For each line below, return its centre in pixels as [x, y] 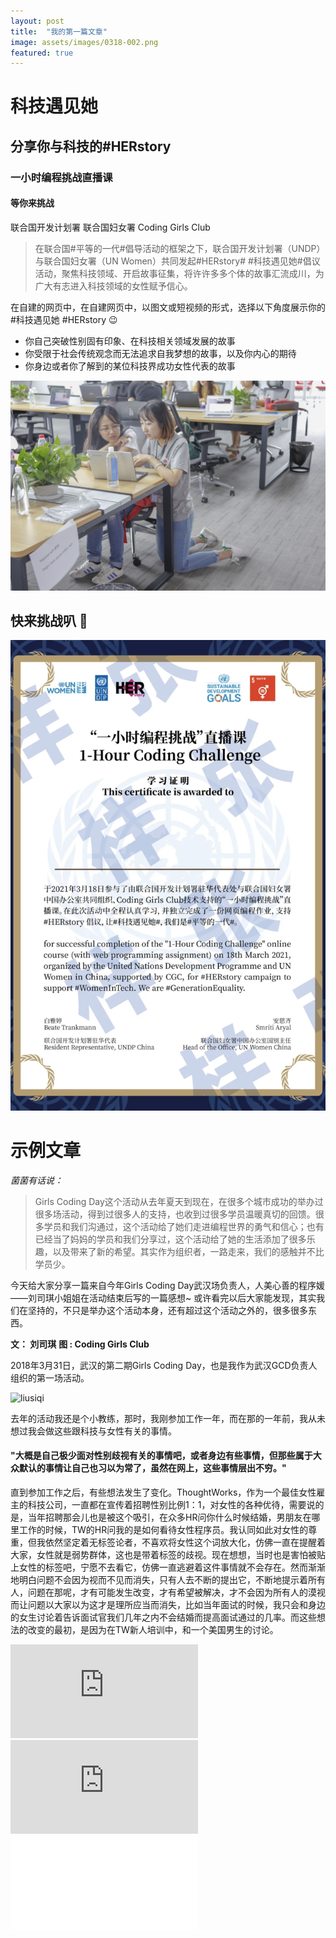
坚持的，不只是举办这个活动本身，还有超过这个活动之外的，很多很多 [167, 1310]
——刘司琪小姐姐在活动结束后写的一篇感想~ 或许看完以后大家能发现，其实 [163, 1297]
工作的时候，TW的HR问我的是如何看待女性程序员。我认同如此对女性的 [163, 1529]
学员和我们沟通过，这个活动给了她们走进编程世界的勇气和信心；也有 [184, 1226]
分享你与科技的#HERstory [91, 146]
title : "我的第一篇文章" [59, 31]
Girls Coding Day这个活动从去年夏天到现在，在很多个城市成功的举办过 [179, 1201]
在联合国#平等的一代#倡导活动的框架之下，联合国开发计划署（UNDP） [180, 248]
